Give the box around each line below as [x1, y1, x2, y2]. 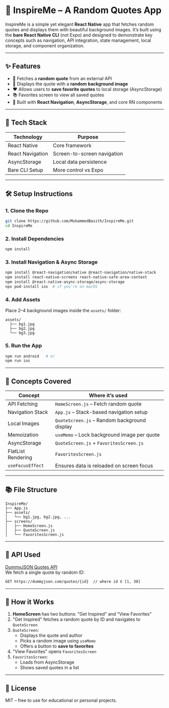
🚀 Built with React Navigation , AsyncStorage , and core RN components [12, 99, 162, 105]
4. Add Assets [5, 296, 40, 303]
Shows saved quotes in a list [20, 665, 79, 671]
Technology [13, 133, 43, 140]
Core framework [52, 142, 92, 149]
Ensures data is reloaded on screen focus [55, 462, 153, 469]
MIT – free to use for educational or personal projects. [5, 697, 117, 703]
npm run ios [5, 358, 30, 364]
